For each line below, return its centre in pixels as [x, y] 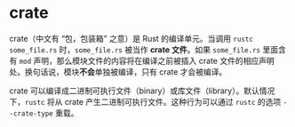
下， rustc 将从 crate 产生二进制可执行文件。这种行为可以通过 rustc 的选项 [145, 101]
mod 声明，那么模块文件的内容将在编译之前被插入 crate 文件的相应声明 [147, 60]
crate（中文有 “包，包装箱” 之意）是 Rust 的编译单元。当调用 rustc [131, 38]
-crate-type [31, 114]
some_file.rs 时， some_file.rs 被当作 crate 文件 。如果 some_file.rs [135, 49]
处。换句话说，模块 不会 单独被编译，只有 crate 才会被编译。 [118, 71]
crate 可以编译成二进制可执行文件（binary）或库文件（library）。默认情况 [142, 91]
